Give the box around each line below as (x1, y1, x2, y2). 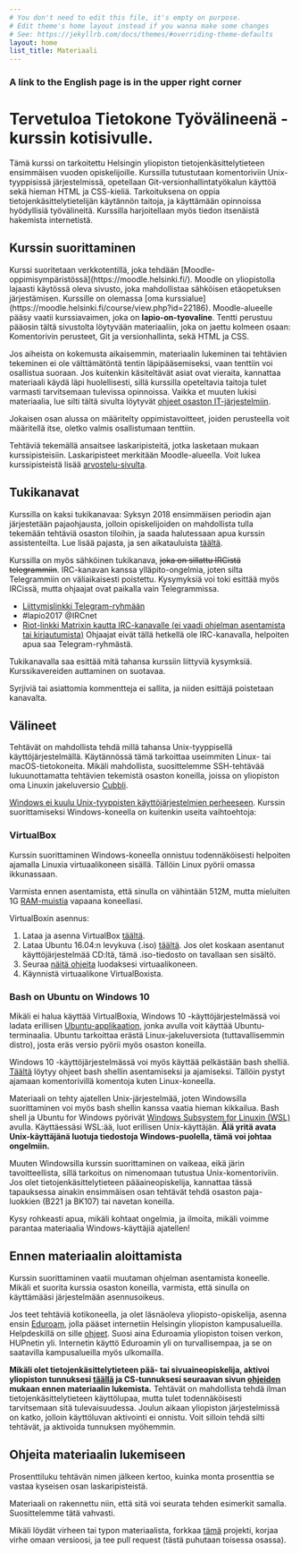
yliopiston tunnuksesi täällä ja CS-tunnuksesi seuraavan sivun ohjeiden (9, 1373, 281, 1384)
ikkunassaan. (9, 868, 58, 879)
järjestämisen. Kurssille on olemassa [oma (9, 293, 163, 303)
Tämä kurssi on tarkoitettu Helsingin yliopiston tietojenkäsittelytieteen (9, 158, 265, 168)
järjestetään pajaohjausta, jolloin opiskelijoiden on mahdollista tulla (9, 518, 254, 529)
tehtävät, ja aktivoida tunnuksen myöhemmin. (9, 1421, 176, 1432)
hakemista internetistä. (9, 214, 94, 225)
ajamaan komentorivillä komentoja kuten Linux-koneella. (9, 1076, 216, 1087)
